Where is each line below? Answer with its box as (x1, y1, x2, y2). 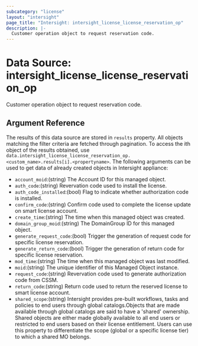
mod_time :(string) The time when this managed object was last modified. (14, 257, 190, 264)
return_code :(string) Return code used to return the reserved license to (14, 283, 188, 290)
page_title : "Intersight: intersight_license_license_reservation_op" (6, 20, 184, 25)
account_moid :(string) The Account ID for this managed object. (14, 175, 167, 182)
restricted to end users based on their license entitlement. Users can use (14, 321, 192, 328)
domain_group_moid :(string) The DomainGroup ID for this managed (14, 220, 175, 227)
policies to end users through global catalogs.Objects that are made (14, 302, 180, 309)
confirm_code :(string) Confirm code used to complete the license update (14, 201, 191, 208)
